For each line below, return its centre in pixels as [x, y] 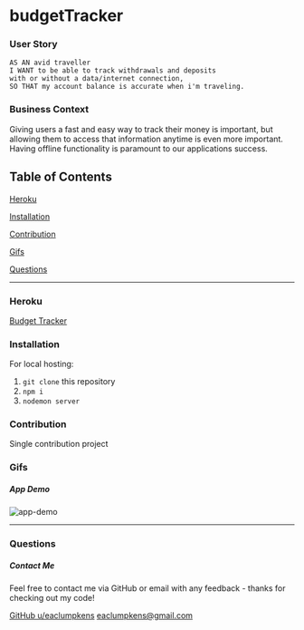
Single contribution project [59, 444]
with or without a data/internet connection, [96, 79]
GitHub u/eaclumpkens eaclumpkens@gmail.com [101, 615]
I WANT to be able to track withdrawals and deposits [113, 71]
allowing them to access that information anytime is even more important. [146, 139]
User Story [33, 44]
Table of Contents [61, 177]
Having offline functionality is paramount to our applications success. [139, 148]
